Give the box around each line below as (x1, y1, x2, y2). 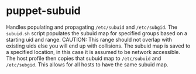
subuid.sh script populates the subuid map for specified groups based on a (6, 29, 188, 36)
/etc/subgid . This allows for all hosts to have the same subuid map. (6, 60, 169, 68)
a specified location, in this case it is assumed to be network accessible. (6, 48, 180, 55)
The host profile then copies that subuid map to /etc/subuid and (6, 55, 161, 62)
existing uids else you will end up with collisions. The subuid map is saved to (6, 42, 191, 49)
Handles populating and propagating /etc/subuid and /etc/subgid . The (6, 23, 177, 31)
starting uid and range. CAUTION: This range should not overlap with (6, 36, 173, 43)
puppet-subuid (6, 4, 81, 18)
